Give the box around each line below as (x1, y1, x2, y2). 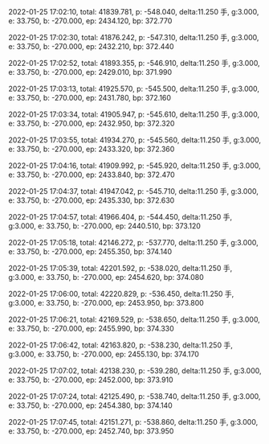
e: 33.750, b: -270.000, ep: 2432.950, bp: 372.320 (8, 119, 175, 128)
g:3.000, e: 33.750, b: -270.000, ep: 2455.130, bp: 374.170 (8, 349, 199, 359)
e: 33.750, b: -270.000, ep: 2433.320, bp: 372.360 (8, 144, 175, 154)
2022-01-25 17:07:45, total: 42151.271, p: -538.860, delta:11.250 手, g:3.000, (8, 417, 259, 426)
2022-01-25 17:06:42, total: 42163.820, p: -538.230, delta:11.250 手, (8, 340, 233, 350)
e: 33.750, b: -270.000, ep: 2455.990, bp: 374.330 (8, 324, 174, 333)
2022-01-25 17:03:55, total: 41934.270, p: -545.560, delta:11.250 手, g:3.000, (8, 135, 262, 145)
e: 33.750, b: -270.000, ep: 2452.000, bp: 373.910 (8, 375, 174, 384)
